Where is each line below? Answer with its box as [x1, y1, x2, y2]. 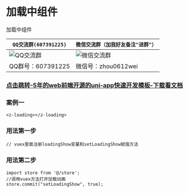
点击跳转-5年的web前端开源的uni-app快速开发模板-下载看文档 [6, 81, 183, 89]
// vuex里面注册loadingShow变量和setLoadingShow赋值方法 [6, 141, 139, 147]
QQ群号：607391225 [9, 62, 70, 70]
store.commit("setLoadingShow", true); [6, 181, 104, 187]
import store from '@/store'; [6, 170, 80, 176]
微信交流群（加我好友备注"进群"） [75, 41, 157, 48]
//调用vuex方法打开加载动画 [6, 176, 66, 182]
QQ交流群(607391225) [12, 41, 67, 48]
